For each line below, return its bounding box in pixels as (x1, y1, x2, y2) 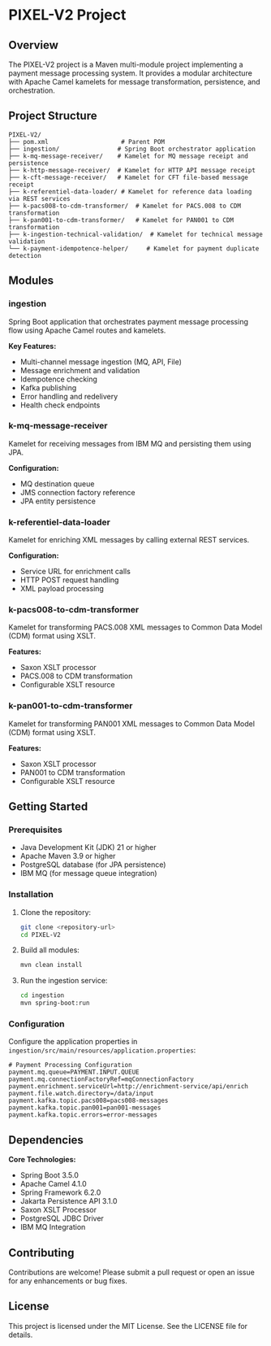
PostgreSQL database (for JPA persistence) (19, 860, 166, 869)
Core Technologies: (8, 1155, 76, 1165)
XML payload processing (19, 584, 104, 594)
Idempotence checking (19, 374, 97, 384)
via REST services (8, 194, 71, 203)
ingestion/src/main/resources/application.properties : (8, 1045, 196, 1055)
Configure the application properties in (8, 1037, 138, 1047)
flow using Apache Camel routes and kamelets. (8, 325, 166, 335)
